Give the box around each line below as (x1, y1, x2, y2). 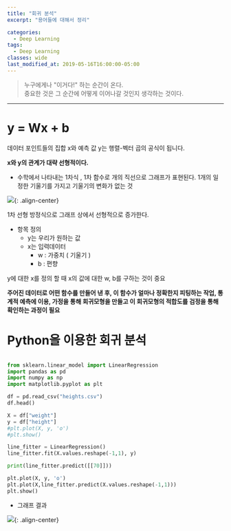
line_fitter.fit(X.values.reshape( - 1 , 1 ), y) (7, 450, 137, 457)
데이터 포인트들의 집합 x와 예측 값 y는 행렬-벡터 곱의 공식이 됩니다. (7, 144, 186, 152)
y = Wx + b (7, 120, 70, 136)
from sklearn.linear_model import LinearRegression (7, 362, 158, 369)
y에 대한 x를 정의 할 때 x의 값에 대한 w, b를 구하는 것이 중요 (7, 274, 166, 282)
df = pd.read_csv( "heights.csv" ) (7, 393, 103, 400)
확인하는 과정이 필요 (7, 305, 60, 314)
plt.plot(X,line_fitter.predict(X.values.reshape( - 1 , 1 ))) (7, 481, 177, 488)
